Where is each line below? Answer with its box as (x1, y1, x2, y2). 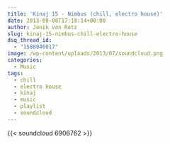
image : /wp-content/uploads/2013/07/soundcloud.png (7, 50, 163, 57)
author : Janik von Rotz (7, 23, 78, 31)
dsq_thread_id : (7, 37, 52, 44)
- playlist (13, 103, 46, 110)
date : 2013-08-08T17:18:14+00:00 (7, 17, 106, 24)
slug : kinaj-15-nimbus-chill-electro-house (7, 30, 138, 38)
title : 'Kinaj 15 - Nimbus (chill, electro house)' (7, 10, 163, 18)
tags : (7, 70, 23, 77)
